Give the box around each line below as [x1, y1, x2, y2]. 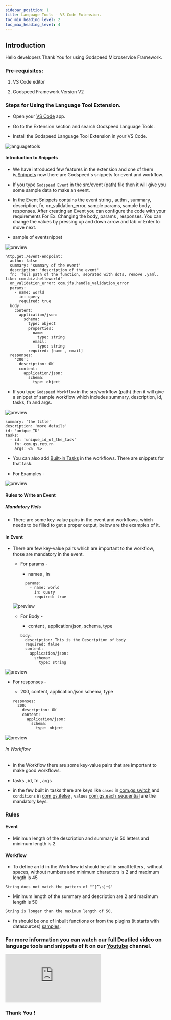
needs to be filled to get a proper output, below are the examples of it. [12, 522, 160, 528]
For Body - [20, 613, 43, 619]
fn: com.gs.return [14, 441, 54, 446]
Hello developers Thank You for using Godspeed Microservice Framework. [5, 54, 162, 60]
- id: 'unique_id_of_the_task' [10, 437, 77, 442]
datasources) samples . [12, 923, 61, 929]
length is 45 [12, 874, 38, 881]
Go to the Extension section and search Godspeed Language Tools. [12, 123, 155, 129]
